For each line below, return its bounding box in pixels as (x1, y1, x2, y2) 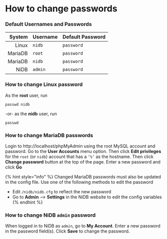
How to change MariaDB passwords (5, 132, 93, 139)
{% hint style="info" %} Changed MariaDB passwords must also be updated (5, 174, 162, 180)
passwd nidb (5, 102, 30, 107)
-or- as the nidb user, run (5, 110, 57, 117)
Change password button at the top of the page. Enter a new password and (5, 159, 161, 165)
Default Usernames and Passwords (5, 21, 92, 28)
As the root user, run (5, 92, 48, 98)
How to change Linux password (5, 81, 83, 88)
